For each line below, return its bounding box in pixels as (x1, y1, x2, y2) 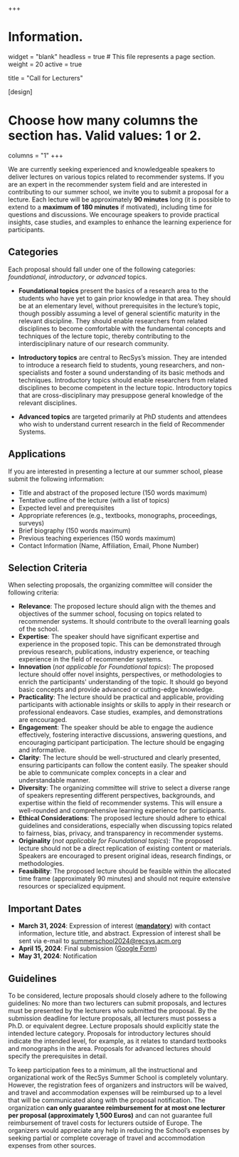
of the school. (18, 624, 60, 634)
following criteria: (8, 588, 59, 597)
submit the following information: (8, 474, 105, 483)
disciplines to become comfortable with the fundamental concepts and (18, 324, 226, 333)
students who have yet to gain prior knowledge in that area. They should (18, 293, 231, 303)
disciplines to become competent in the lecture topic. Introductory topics (18, 383, 232, 392)
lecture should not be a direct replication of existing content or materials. (18, 844, 232, 853)
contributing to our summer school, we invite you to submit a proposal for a (8, 187, 229, 196)
